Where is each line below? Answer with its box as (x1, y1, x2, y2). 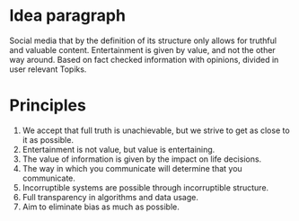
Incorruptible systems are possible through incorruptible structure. (22, 181, 269, 193)
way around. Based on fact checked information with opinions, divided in (9, 54, 279, 65)
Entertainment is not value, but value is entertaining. (22, 144, 215, 155)
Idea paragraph (9, 5, 126, 26)
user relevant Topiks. (9, 64, 87, 75)
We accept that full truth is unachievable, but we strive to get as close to (22, 125, 290, 136)
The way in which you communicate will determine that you (22, 163, 242, 173)
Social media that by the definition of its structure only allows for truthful (9, 35, 277, 46)
